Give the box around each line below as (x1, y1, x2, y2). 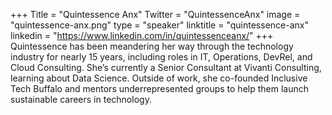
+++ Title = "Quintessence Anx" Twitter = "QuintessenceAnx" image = (10, 9, 301, 20)
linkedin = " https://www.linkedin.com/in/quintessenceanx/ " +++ (10, 30, 274, 41)
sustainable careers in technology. (10, 94, 152, 105)
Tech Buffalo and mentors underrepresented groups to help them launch (10, 83, 310, 94)
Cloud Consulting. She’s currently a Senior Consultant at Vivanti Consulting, (10, 62, 322, 73)
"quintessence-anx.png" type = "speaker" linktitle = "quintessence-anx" (10, 19, 309, 31)
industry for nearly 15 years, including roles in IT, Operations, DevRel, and (10, 51, 313, 63)
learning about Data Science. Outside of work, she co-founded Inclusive (10, 72, 308, 84)
